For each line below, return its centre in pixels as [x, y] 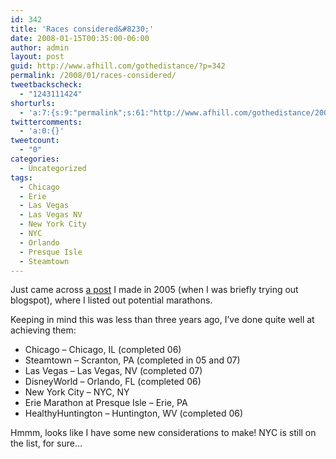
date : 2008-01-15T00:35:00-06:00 [80, 38]
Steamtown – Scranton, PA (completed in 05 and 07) [132, 360]
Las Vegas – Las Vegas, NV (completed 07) [113, 371]
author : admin [40, 47]
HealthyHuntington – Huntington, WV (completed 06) [134, 413]
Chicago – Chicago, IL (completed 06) [103, 350]
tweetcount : [35, 141]
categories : [35, 159]
